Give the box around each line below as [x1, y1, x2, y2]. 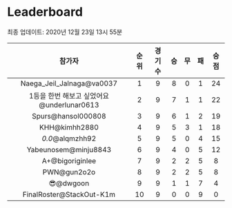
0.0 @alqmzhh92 [41, 134, 97, 143]
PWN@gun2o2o [42, 167, 96, 176]
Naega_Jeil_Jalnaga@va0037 [20, 79, 118, 88]
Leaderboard [7, 4, 83, 20]
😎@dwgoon [48, 178, 90, 188]
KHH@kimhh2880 [39, 122, 99, 132]
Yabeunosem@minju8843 [26, 145, 112, 154]
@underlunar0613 [39, 100, 99, 110]
